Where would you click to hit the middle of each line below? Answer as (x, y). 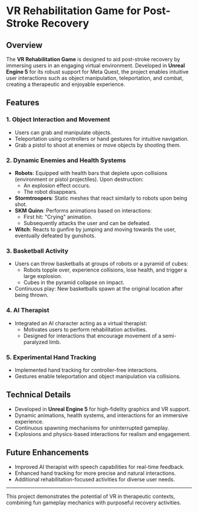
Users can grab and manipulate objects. (63, 132)
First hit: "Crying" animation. (58, 217)
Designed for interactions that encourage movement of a (92, 336)
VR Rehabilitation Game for (74, 11)
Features (23, 103)
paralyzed (36, 342)
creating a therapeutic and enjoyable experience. (66, 84)
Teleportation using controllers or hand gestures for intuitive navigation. (102, 138)
